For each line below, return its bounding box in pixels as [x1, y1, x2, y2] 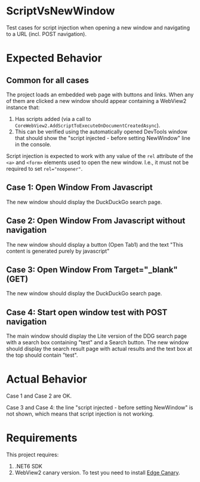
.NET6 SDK [14, 463, 43, 470]
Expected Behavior [6, 51, 103, 65]
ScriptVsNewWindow [6, 4, 115, 18]
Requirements [6, 431, 78, 445]
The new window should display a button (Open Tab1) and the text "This [6, 241, 183, 248]
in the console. [14, 141, 52, 148]
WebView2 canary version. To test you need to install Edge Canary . [14, 469, 180, 477]
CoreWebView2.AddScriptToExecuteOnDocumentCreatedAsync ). [14, 122, 161, 129]
